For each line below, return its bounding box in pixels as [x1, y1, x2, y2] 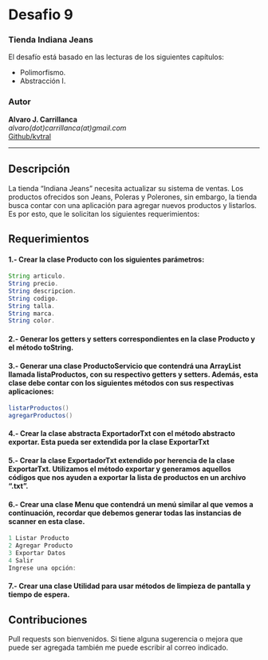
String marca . [8, 310, 56, 318]
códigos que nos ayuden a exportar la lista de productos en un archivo [8, 473, 246, 482]
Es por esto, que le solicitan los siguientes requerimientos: [8, 209, 200, 218]
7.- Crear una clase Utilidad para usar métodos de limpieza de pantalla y [8, 582, 251, 591]
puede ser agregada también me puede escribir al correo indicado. [8, 642, 229, 653]
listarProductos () [8, 404, 69, 413]
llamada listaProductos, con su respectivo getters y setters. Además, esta [8, 370, 258, 379]
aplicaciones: [8, 386, 54, 396]
